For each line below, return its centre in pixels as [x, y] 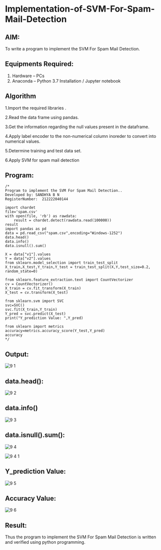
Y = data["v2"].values [28, 259]
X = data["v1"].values [28, 254]
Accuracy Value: [31, 498]
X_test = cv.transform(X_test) [37, 293]
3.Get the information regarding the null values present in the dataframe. [77, 127]
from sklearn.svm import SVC [34, 301]
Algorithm [21, 96]
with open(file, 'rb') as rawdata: [41, 216]
